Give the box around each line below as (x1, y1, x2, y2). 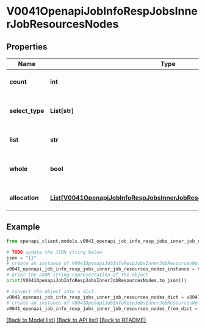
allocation (9, 193, 39, 202)
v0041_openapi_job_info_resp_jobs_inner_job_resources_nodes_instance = (6, 266, 195, 272)
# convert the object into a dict (6, 288, 95, 294)
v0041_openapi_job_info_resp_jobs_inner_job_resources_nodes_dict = (6, 294, 184, 300)
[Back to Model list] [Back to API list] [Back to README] (6, 316, 146, 324)
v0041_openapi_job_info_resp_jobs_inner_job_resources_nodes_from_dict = (6, 305, 198, 312)
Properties (6, 42, 48, 52)
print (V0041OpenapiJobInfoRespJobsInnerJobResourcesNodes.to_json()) (6, 278, 187, 284)
